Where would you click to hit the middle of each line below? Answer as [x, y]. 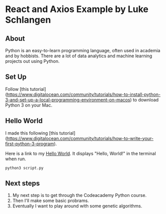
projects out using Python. [32, 61]
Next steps [23, 184]
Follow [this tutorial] [26, 89]
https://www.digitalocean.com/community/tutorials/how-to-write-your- [80, 138]
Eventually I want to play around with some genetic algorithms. [77, 206]
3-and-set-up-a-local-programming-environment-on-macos [68, 99]
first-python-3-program [30, 144]
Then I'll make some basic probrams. [51, 201]
